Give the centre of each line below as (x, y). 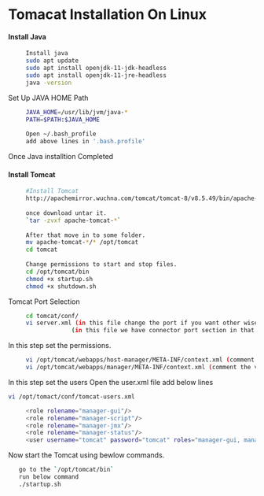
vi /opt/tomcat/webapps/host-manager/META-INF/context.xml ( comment (140, 360)
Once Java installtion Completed (61, 157)
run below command (49, 477)
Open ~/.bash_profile (61, 134)
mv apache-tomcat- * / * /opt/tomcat (82, 242)
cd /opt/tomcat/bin (57, 272)
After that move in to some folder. (86, 235)
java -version (49, 83)
